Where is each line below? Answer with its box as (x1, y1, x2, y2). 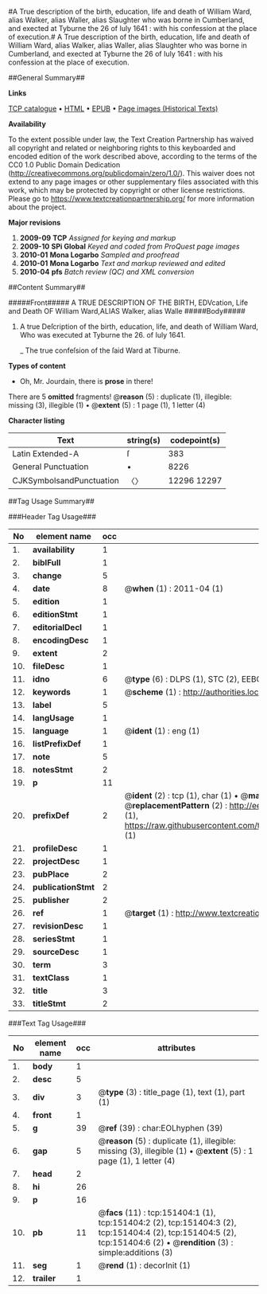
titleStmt (33, 999, 66, 1009)
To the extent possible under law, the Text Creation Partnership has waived (8, 135, 254, 144)
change (33, 570, 62, 581)
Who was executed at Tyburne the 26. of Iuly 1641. (19, 330, 186, 339)
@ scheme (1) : (124, 686, 181, 698)
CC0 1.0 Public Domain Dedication (8, 160, 121, 170)
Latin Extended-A (12, 448, 79, 459)
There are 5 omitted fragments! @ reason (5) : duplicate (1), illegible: (8, 392, 232, 401)
